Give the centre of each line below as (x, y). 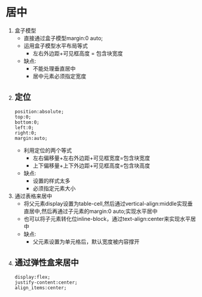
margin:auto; (31, 138)
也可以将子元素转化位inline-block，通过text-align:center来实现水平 (107, 218)
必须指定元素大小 (54, 188)
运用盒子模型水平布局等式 (56, 46)
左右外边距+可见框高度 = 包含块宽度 (78, 53)
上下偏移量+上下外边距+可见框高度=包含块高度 (91, 166)
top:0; (23, 117)
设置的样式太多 (51, 181)
